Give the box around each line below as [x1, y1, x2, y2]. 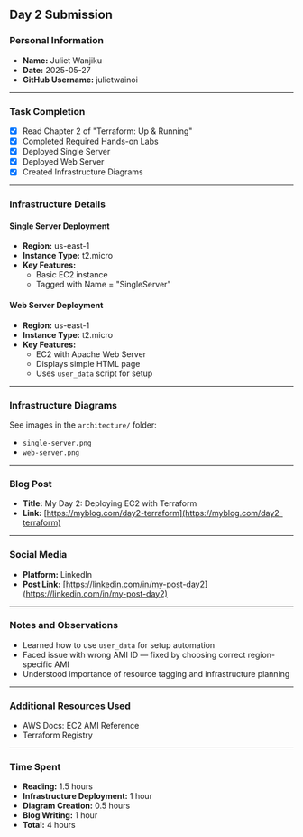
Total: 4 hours [22, 820, 76, 831]
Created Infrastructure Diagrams [22, 166, 143, 177]
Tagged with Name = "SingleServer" [35, 279, 171, 290]
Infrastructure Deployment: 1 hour [22, 791, 153, 802]
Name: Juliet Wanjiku [22, 54, 103, 66]
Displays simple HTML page [35, 358, 141, 369]
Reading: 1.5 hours [22, 781, 93, 792]
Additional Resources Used [9, 700, 131, 712]
